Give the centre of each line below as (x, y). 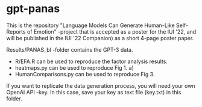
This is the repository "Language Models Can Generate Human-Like (90, 25)
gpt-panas (33, 9)
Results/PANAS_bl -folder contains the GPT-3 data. (70, 49)
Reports (16, 31)
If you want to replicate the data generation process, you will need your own (101, 85)
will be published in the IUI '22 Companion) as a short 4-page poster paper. (100, 38)
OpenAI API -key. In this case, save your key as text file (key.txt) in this (94, 92)
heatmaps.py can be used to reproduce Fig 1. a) (74, 67)
